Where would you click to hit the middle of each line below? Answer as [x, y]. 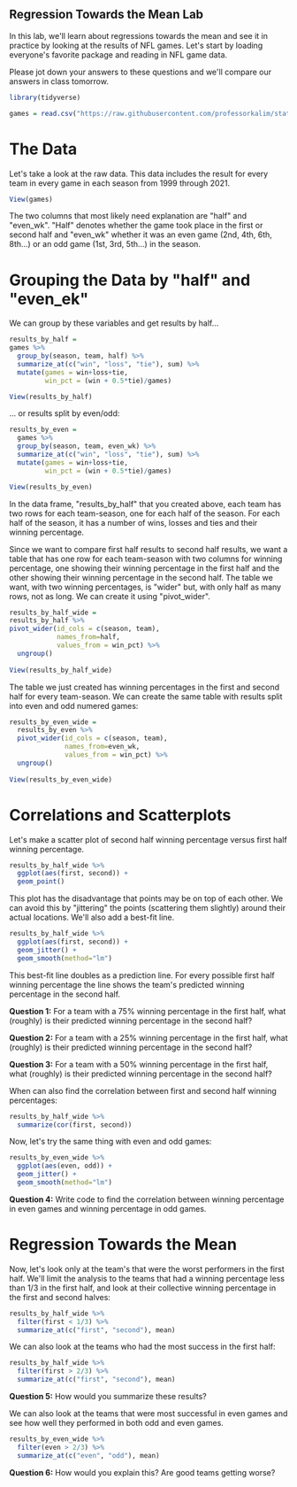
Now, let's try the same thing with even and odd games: [110, 1142]
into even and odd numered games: [74, 705]
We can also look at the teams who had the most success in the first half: [142, 1347]
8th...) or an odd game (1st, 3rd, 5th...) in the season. [105, 244]
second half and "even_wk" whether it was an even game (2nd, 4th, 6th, [141, 235]
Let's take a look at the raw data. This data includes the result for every [139, 173]
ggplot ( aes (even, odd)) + [65, 1166]
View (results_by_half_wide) [61, 670]
